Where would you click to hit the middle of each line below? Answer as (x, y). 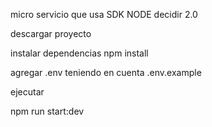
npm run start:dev (47, 111)
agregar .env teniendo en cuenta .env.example (106, 72)
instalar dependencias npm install (79, 53)
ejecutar (27, 92)
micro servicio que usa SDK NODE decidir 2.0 (104, 14)
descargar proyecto (51, 33)
